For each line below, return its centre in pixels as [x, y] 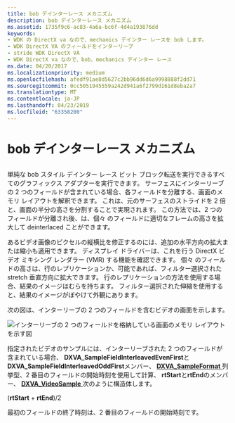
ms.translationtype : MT [42, 92]
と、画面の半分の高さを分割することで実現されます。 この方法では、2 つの [115, 210]
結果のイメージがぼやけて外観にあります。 [80, 295]
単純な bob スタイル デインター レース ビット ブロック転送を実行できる [110, 175]
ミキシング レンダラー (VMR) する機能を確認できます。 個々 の [111, 260]
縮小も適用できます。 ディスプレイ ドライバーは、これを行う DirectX [118, 251]
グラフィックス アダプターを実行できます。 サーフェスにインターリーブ [122, 183]
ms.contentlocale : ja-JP [43, 99]
